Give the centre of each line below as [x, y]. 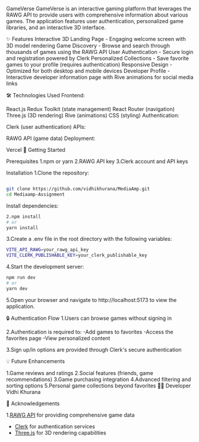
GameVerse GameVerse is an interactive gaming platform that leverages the [99, 9]
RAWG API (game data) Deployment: [51, 138]
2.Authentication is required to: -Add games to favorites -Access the [90, 332]
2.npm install [24, 217]
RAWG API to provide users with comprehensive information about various [97, 15]
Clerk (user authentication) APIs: [46, 127]
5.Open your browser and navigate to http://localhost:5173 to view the [91, 300]
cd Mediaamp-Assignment [36, 194]
